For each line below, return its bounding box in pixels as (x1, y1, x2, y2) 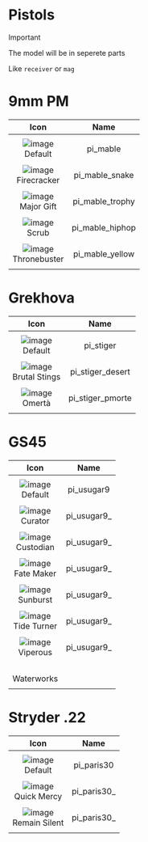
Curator (20, 515, 50, 527)
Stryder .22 (8, 708, 86, 726)
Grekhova (8, 289, 75, 307)
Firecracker (16, 174, 60, 185)
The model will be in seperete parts (8, 48, 125, 57)
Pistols (8, 6, 55, 24)
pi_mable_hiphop (72, 222, 137, 233)
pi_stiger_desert (69, 366, 131, 377)
